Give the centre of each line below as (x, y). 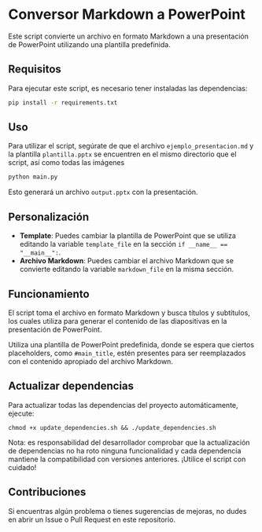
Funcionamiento (49, 294)
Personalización (49, 216)
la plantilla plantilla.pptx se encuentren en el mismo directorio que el (122, 154)
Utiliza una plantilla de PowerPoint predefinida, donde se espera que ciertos (131, 344)
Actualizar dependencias (71, 386)
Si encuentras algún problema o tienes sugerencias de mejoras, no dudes (127, 511)
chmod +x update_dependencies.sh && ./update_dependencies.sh (112, 427)
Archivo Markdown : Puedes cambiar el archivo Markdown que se (127, 261)
